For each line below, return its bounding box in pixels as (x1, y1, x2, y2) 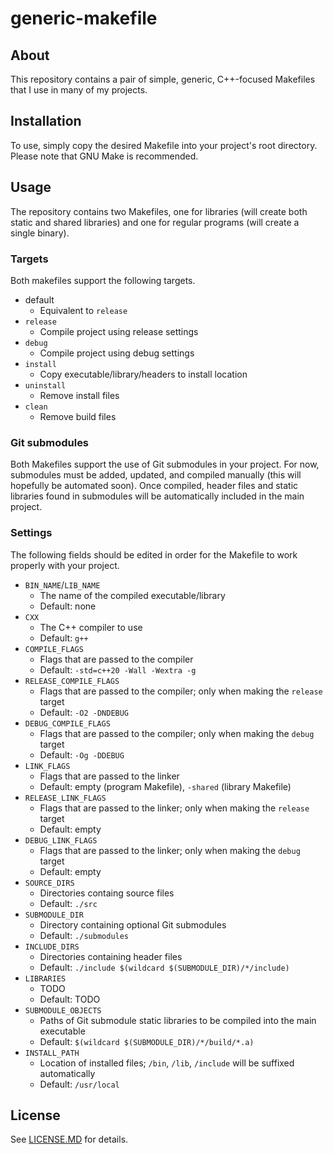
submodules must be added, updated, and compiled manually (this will (10, 469, 302, 481)
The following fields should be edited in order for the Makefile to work (10, 548, 298, 561)
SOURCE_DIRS (24, 878, 75, 888)
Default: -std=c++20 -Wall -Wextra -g (39, 663, 197, 676)
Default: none (39, 600, 97, 612)
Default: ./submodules (39, 929, 130, 941)
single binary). (10, 227, 70, 239)
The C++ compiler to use (39, 621, 143, 633)
